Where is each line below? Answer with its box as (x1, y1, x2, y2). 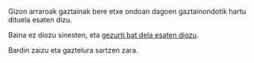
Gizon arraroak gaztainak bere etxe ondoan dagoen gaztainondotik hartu (8, 7, 247, 16)
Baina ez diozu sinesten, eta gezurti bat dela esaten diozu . (8, 31, 199, 39)
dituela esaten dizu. (8, 15, 73, 24)
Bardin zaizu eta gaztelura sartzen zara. (8, 46, 139, 54)
